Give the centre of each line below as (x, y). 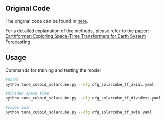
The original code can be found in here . (47, 21)
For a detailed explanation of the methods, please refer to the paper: (77, 31)
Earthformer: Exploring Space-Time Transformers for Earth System (76, 36)
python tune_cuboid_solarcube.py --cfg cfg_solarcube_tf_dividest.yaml (83, 98)
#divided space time (27, 94)
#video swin (18, 108)
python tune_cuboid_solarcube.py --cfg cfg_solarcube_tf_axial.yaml (80, 84)
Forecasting (18, 42)
